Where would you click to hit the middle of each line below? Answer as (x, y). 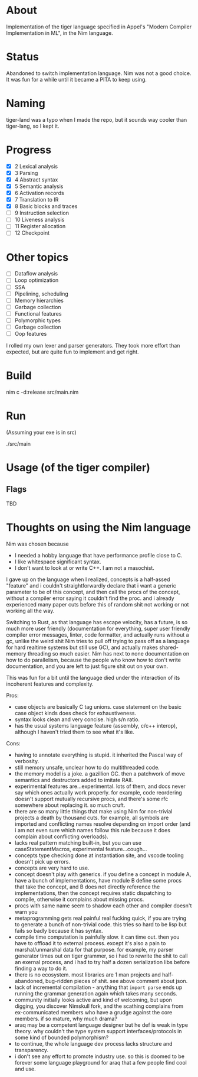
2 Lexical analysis (36, 166)
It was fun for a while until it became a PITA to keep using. (77, 79)
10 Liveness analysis (39, 220)
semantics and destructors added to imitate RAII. (74, 780)
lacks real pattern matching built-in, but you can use (78, 842)
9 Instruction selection (42, 213)
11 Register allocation (40, 226)
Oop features (31, 333)
